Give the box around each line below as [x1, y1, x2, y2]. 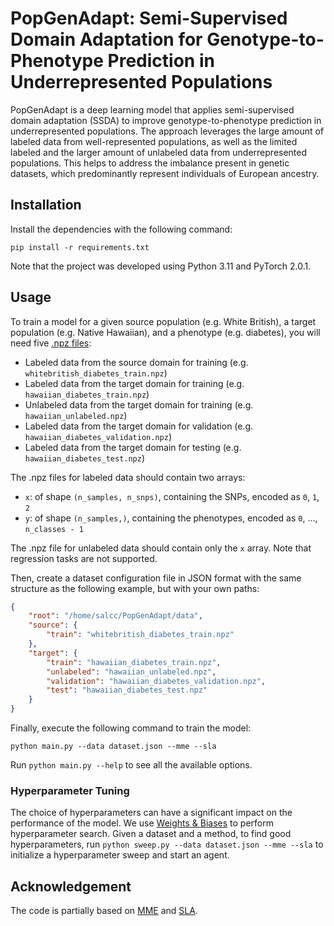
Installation [10, 197, 82, 214]
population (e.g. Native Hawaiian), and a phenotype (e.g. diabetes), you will [10, 326, 321, 338]
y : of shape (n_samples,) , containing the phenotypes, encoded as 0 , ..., [24, 512, 318, 524]
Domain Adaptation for [10, 28, 203, 51]
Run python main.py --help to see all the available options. [10, 759, 253, 771]
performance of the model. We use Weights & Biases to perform [10, 817, 275, 829]
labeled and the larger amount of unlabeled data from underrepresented [10, 146, 308, 158]
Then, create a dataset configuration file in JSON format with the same [10, 572, 302, 584]
